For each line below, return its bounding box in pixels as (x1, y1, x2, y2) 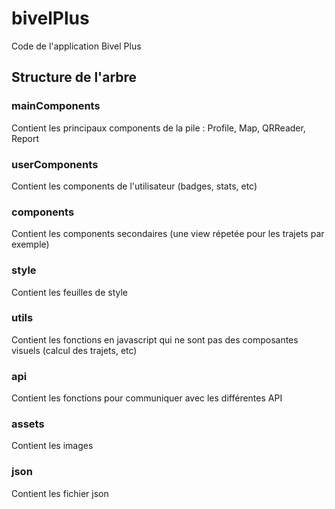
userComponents (11, 157, 99, 171)
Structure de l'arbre (11, 69, 138, 86)
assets (11, 417, 45, 431)
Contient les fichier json (11, 487, 109, 499)
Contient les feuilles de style (11, 286, 128, 298)
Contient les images (11, 440, 94, 452)
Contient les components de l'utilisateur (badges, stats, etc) (11, 180, 258, 192)
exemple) (11, 238, 50, 251)
